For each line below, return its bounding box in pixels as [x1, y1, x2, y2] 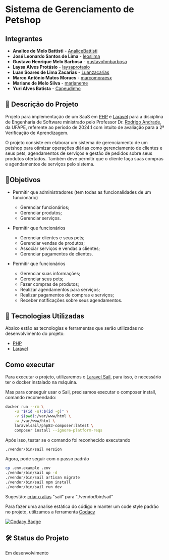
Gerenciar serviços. [20, 215, 62, 221]
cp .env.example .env [5, 465, 51, 471]
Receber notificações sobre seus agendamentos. [20, 297, 123, 303]
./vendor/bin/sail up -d [5, 470, 58, 476]
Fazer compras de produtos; [20, 281, 79, 287]
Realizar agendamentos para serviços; [20, 286, 100, 292]
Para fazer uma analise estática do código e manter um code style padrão [5, 503, 159, 509]
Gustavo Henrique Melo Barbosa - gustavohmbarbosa [12, 59, 127, 64]
